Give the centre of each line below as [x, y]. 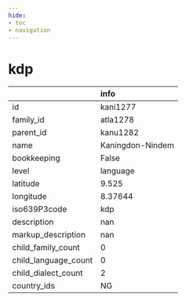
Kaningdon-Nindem [137, 145]
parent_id [29, 133]
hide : [17, 15]
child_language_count [52, 260]
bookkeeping [36, 158]
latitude [26, 184]
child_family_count [46, 248]
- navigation [29, 30]
